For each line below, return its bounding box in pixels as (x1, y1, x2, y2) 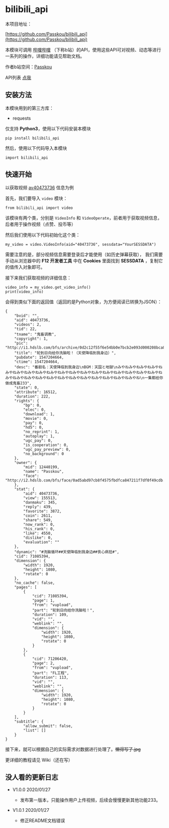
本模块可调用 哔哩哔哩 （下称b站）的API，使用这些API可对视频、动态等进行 (5, 46, 161, 52)
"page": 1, (32, 598, 55, 603)
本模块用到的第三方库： (5, 105, 54, 111)
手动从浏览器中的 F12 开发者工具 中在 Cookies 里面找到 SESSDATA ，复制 (5, 257, 158, 263)
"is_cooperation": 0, (23, 443, 69, 448)
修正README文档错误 (20, 817, 65, 823)
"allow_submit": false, (23, 723, 73, 729)
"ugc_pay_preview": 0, (23, 447, 71, 452)
